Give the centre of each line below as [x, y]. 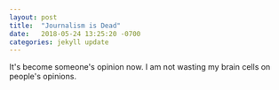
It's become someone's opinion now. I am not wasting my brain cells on [140, 67]
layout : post [33, 17]
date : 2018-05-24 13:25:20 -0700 [75, 34]
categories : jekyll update [59, 42]
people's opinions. [43, 77]
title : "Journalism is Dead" [65, 26]
